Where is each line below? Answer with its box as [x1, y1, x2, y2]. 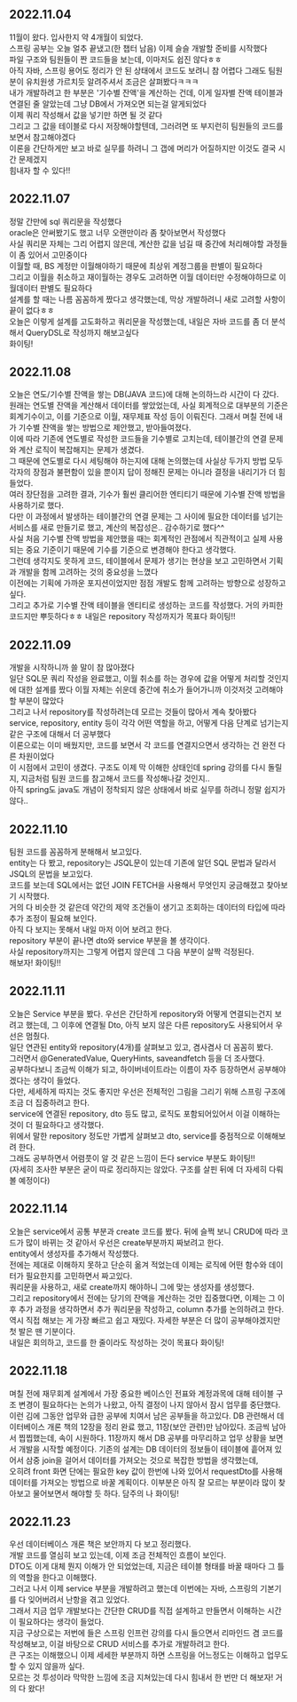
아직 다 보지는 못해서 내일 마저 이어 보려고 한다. [9, 924, 173, 935]
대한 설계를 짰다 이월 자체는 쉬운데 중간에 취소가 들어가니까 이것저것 [18, 684, 253, 696]
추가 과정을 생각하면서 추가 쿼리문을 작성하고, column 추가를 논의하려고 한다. [18, 1303, 285, 1314]
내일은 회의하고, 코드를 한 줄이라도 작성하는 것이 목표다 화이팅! [9, 1337, 224, 1348]
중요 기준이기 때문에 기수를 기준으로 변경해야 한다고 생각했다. [25, 545, 237, 555]
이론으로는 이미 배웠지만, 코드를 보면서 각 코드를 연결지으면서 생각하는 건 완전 [9, 740, 277, 751]
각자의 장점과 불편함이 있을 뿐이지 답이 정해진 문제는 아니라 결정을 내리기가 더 [9, 466, 277, 478]
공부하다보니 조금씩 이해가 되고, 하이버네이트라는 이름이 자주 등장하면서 [9, 1063, 255, 1074]
